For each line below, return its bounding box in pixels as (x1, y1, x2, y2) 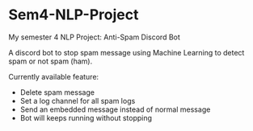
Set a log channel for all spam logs (19, 96, 136, 105)
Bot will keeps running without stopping (19, 113, 152, 122)
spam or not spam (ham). (8, 56, 93, 66)
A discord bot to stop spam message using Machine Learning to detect (8, 47, 245, 57)
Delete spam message (19, 87, 95, 97)
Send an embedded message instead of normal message (19, 104, 211, 114)
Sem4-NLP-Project (8, 6, 139, 24)
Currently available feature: (8, 72, 99, 81)
